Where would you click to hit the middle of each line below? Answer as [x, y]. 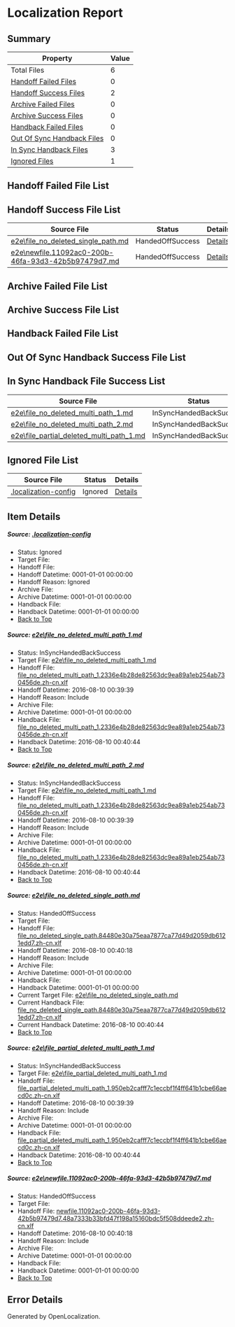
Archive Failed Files [43, 104]
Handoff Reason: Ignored [54, 581]
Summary [29, 39]
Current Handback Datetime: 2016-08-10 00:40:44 [91, 1024]
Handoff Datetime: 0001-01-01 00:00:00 [75, 574]
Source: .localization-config [49, 534]
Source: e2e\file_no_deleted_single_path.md [74, 895]
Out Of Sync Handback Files [57, 138]
